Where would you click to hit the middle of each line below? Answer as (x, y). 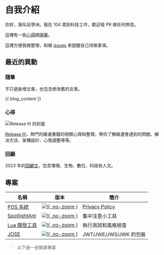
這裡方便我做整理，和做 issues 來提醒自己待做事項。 (58, 45)
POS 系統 (18, 207)
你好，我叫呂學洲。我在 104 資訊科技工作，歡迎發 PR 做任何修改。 (72, 24)
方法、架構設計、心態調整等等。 (41, 140)
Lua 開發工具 (22, 225)
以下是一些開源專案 (36, 248)
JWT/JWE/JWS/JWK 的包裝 (114, 234)
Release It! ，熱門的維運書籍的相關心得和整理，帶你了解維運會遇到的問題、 (80, 134)
